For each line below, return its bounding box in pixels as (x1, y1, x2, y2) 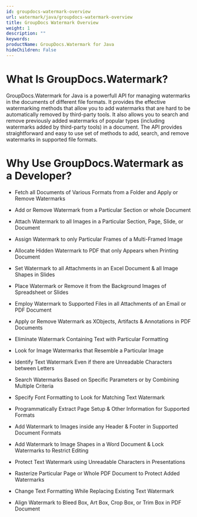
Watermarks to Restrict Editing (14, 447, 89, 454)
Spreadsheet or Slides (14, 289, 69, 296)
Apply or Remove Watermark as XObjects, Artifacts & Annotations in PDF (14, 318, 191, 325)
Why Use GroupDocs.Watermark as (6, 156, 184, 170)
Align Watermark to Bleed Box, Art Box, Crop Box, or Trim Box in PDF (14, 499, 182, 506)
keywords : (6, 36, 31, 42)
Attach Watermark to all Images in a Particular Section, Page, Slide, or (14, 218, 183, 225)
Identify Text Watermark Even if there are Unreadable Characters (14, 358, 172, 365)
